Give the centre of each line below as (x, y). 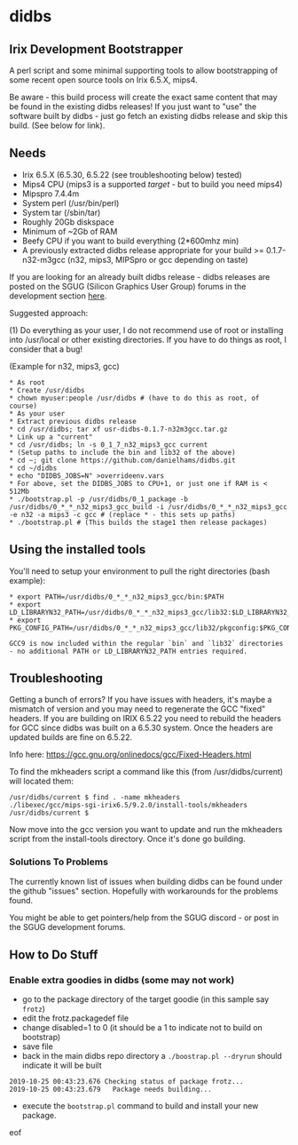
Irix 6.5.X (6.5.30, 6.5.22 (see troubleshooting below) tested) (132, 174)
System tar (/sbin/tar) (61, 212)
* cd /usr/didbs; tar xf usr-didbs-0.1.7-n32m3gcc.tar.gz (118, 429)
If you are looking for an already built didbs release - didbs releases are (140, 276)
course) (24, 406)
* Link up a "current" (51, 437)
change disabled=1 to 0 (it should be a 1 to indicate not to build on (142, 1028)
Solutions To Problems (59, 862)
